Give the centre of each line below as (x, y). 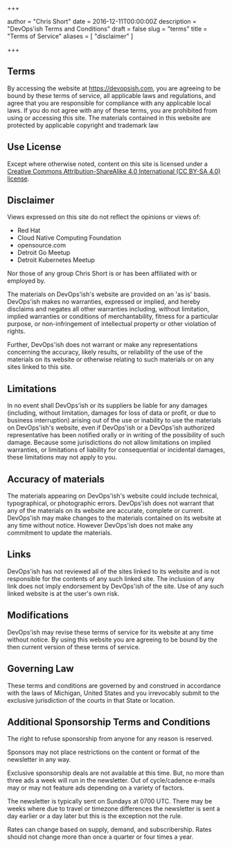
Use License (34, 147)
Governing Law (41, 669)
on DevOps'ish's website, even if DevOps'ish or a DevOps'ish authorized (111, 427)
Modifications (38, 615)
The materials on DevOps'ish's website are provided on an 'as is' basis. (109, 294)
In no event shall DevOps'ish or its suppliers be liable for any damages (107, 406)
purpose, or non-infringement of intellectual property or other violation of (112, 324)
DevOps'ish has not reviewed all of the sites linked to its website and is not (114, 571)
